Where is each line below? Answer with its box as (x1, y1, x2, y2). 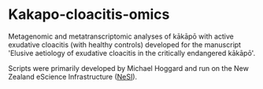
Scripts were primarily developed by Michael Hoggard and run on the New (8, 63, 250, 72)
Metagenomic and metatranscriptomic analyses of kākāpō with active (8, 32, 235, 41)
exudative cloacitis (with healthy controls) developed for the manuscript (8, 39, 242, 49)
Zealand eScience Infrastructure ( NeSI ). (8, 72, 138, 81)
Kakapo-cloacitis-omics (8, 6, 170, 24)
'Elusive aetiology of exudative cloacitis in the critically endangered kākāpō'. (8, 48, 256, 57)
